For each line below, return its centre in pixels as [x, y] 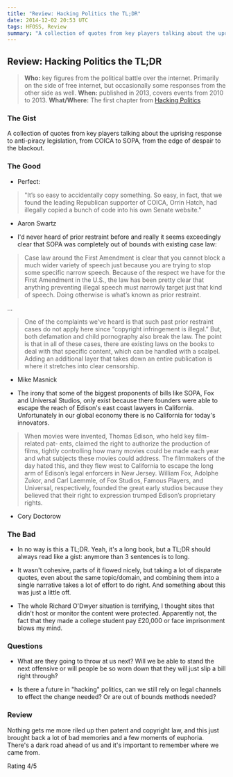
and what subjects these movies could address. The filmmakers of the [124, 458]
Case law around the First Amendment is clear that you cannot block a [124, 258]
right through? [37, 676]
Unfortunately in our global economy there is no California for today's [116, 415]
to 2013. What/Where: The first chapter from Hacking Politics [112, 100]
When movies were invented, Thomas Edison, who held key [109, 436]
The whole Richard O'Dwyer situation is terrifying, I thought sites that [116, 606]
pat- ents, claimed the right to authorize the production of [128, 444]
